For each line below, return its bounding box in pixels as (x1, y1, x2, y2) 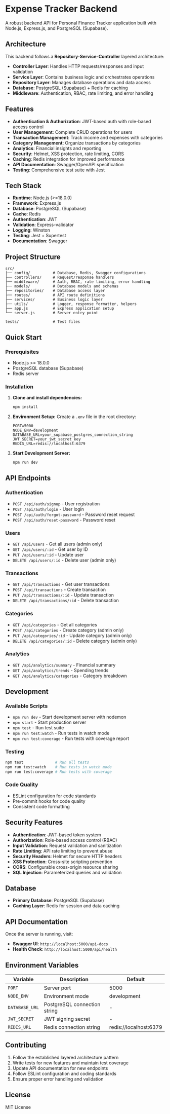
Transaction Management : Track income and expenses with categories (12, 134, 163, 140)
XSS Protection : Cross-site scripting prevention (12, 859, 113, 865)
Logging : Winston (12, 227, 51, 233)
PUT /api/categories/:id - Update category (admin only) (12, 632, 133, 639)
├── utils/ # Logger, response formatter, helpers (5, 302, 137, 307)
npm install (12, 404, 38, 410)
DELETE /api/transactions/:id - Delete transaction (12, 598, 119, 604)
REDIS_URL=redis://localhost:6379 (12, 441, 86, 447)
